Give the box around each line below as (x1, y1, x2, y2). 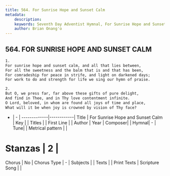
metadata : (5, 12, 26, 17)
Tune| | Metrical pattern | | (12, 125, 67, 131)
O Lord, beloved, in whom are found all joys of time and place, (5, 100, 146, 105)
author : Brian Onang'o (14, 26, 62, 31)
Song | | (5, 165, 22, 171)
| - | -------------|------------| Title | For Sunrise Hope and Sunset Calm (12, 114, 163, 120)
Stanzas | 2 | (5, 143, 59, 154)
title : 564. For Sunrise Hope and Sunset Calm (5, 7, 105, 13)
